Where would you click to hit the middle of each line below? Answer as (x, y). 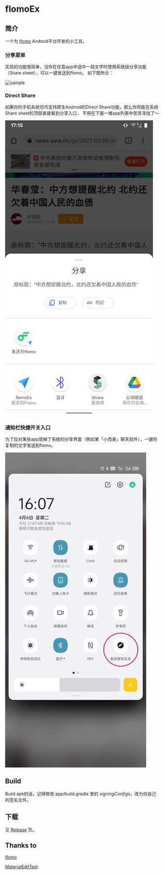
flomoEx (22, 9)
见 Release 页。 (21, 830)
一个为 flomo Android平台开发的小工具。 (46, 41)
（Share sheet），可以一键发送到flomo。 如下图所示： (59, 73)
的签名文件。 (18, 800)
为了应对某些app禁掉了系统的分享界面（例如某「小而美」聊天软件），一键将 (81, 439)
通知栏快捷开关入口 (28, 428)
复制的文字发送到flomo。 (30, 445)
